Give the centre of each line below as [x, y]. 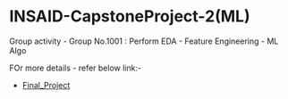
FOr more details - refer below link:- [75, 68]
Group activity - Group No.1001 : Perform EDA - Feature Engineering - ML [144, 41]
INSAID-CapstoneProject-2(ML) [130, 16]
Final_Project [46, 85]
